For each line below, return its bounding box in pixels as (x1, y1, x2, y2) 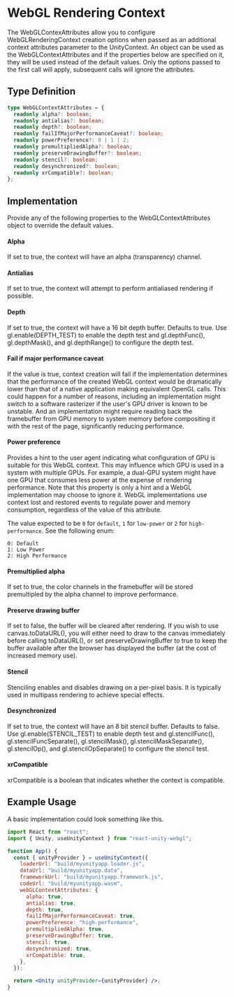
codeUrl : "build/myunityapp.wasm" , (20, 880, 124, 887)
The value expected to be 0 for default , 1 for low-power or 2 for (7, 520, 188, 528)
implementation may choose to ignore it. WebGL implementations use (7, 491, 207, 499)
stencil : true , (25, 938, 71, 946)
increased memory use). (7, 651, 78, 660)
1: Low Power (7, 546, 45, 554)
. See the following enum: (41, 527, 115, 535)
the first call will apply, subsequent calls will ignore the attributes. (7, 65, 196, 74)
